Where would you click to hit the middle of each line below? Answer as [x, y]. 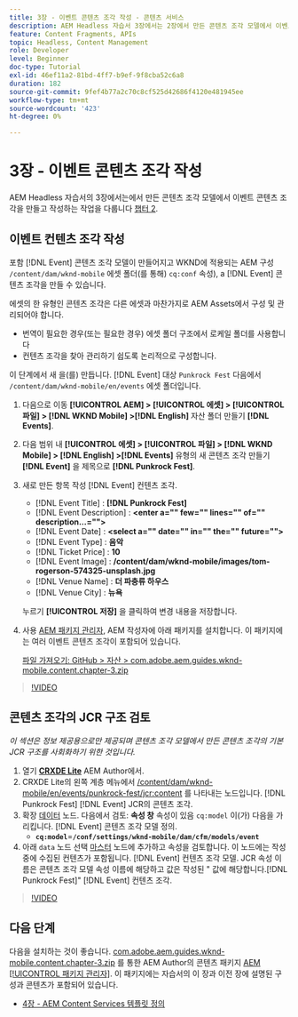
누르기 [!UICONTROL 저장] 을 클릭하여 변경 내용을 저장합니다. [129, 611]
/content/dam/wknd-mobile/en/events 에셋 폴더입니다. [105, 385]
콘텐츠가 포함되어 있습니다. [72, 984]
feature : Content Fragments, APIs [73, 34]
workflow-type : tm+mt [49, 100]
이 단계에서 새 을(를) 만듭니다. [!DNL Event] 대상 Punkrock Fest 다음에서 [135, 374]
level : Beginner [39, 59]
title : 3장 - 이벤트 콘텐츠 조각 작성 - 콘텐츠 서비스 [97, 17]
